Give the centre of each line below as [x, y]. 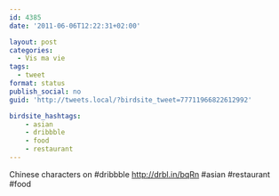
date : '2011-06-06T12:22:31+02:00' [75, 26]
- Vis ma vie [41, 59]
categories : [31, 50]
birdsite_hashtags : [45, 116]
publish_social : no [45, 91]
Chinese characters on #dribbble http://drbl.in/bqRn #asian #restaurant [140, 174]
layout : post [33, 42]
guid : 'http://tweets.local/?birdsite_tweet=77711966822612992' [131, 100]
